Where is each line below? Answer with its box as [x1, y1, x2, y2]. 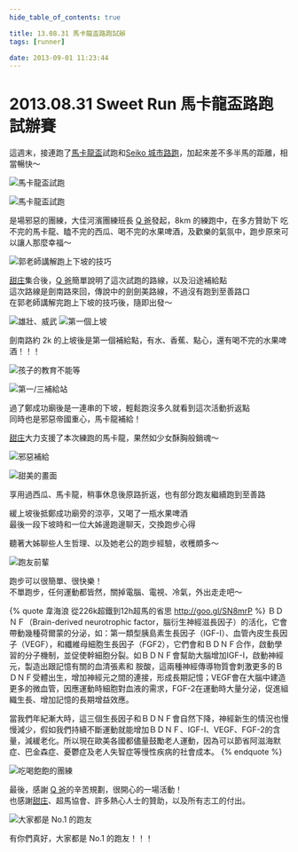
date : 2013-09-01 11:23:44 [9, 53, 109, 62]
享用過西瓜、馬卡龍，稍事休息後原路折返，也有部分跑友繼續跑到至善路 [9, 489, 266, 500]
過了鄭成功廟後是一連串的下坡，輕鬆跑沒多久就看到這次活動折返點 [9, 403, 250, 414]
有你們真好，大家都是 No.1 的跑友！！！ [9, 833, 153, 844]
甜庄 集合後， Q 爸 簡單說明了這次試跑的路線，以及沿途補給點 [9, 275, 228, 286]
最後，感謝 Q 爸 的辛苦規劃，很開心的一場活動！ [9, 785, 184, 795]
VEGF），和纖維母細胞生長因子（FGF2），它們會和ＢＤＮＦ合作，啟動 [24, 639, 275, 650]
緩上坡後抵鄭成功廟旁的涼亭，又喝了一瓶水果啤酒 [9, 508, 188, 519]
